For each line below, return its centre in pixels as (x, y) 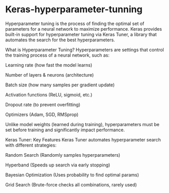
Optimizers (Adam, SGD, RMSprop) (42, 114)
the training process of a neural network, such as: (58, 55)
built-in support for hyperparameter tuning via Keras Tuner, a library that (81, 34)
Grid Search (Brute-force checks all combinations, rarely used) (71, 184)
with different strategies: (31, 145)
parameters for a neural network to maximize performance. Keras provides (83, 29)
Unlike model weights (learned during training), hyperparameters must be (82, 124)
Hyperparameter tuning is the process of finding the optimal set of (75, 23)
